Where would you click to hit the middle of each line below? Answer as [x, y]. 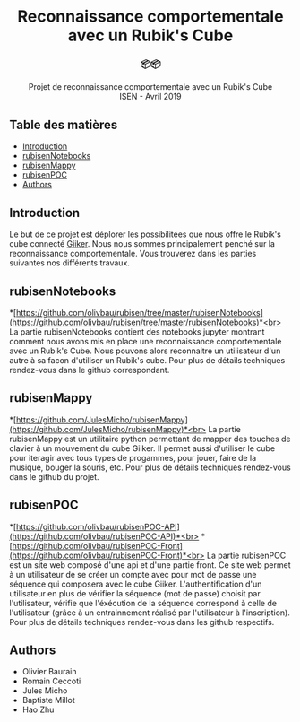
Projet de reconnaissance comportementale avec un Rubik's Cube [150, 87]
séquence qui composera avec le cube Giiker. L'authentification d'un [136, 584]
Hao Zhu [38, 709]
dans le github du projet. [55, 476]
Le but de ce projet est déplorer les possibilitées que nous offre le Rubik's [146, 234]
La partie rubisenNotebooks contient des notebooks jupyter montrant [137, 331]
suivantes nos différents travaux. [69, 263]
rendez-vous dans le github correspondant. [90, 370]
